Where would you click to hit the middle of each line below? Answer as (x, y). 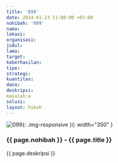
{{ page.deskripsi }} (31, 153)
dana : (13, 85)
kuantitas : (20, 79)
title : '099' (23, 12)
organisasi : (21, 40)
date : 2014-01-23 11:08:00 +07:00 (50, 18)
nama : (13, 29)
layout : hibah (24, 107)
